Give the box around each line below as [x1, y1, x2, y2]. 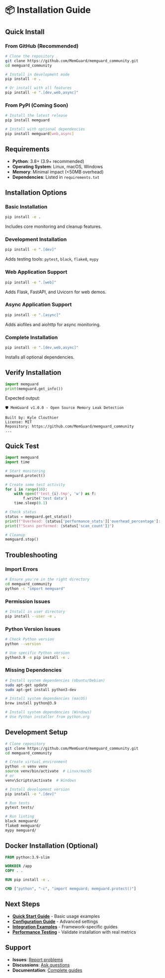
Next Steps [5, 900, 40, 908]
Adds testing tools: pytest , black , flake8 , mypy [5, 256, 99, 262]
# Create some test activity [5, 482, 65, 487]
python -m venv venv [5, 764, 48, 769]
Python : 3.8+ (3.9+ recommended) [12, 158, 84, 164]
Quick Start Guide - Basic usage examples [12, 913, 100, 919]
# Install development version [5, 787, 70, 792]
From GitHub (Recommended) [5, 42, 79, 49]
